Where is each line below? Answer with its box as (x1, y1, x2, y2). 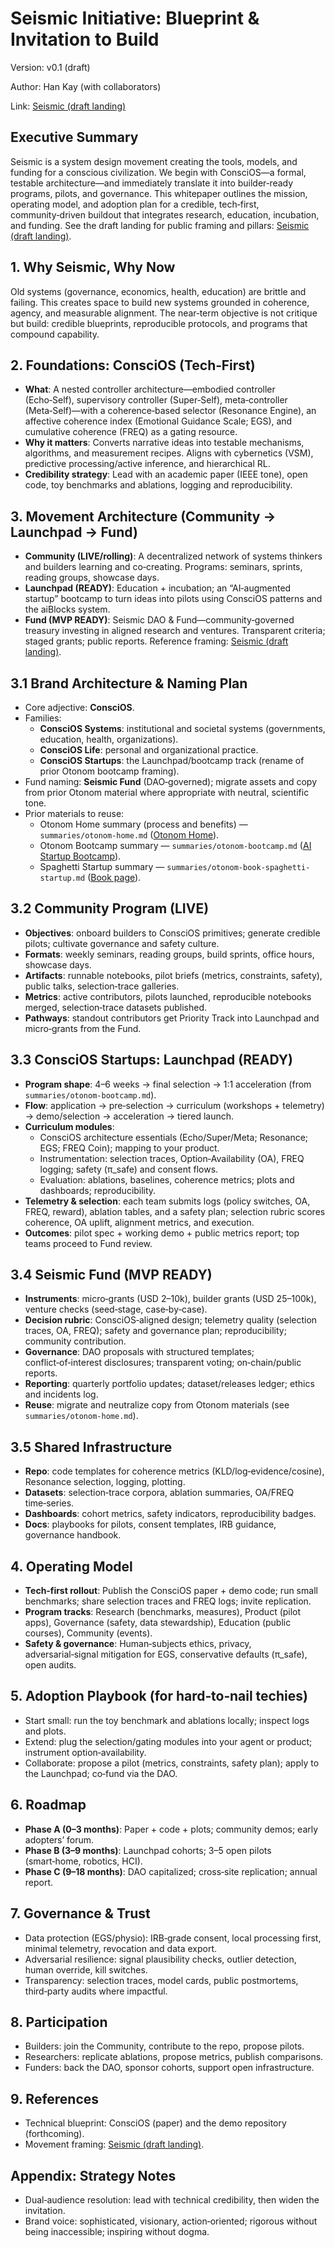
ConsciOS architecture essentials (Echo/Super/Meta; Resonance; (39, 1131, 309, 1143)
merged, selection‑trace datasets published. (24, 1001, 208, 1013)
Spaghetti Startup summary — (39, 861, 165, 872)
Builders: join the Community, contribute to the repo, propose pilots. (24, 2040, 305, 2052)
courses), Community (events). (24, 1627, 153, 1639)
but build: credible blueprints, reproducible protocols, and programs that (10, 317, 308, 329)
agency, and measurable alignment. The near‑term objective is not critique (10, 307, 318, 319)
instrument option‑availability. (24, 1746, 147, 1758)
